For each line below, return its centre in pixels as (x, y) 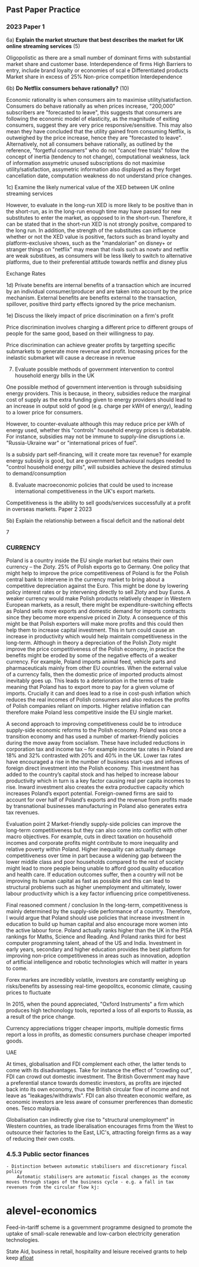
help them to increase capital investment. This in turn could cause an (91, 630)
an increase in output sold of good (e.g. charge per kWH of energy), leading (99, 406)
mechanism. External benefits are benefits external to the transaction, (91, 298)
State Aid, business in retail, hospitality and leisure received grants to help (97, 1252)
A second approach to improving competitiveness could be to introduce (94, 723)
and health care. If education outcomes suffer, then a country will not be (94, 874)
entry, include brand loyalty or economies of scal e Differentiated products (97, 70)
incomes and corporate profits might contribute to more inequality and (92, 842)
